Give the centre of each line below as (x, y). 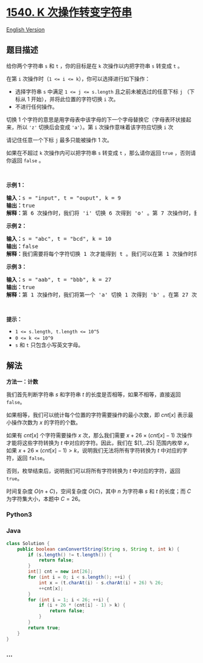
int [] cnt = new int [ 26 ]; (61, 572)
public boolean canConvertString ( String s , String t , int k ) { (98, 549)
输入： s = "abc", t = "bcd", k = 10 (59, 239)
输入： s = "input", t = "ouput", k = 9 (64, 198)
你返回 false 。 (25, 160)
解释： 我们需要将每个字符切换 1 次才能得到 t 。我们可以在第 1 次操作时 (100, 254)
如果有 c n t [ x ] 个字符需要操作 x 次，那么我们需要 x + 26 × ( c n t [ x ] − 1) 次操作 (99, 435)
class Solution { (28, 543)
